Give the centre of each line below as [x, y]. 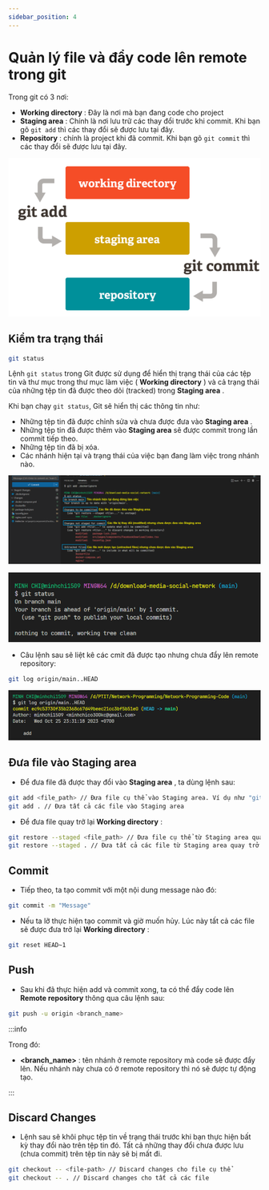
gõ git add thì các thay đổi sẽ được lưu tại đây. [97, 129]
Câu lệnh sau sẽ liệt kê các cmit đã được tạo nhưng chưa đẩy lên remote [139, 655]
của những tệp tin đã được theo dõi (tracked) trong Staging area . [116, 391]
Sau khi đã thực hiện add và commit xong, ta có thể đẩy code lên [127, 989]
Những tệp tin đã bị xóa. [60, 447]
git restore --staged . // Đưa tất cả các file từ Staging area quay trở [134, 845]
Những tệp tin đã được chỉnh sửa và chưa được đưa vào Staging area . [136, 422]
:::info [18, 1029]
